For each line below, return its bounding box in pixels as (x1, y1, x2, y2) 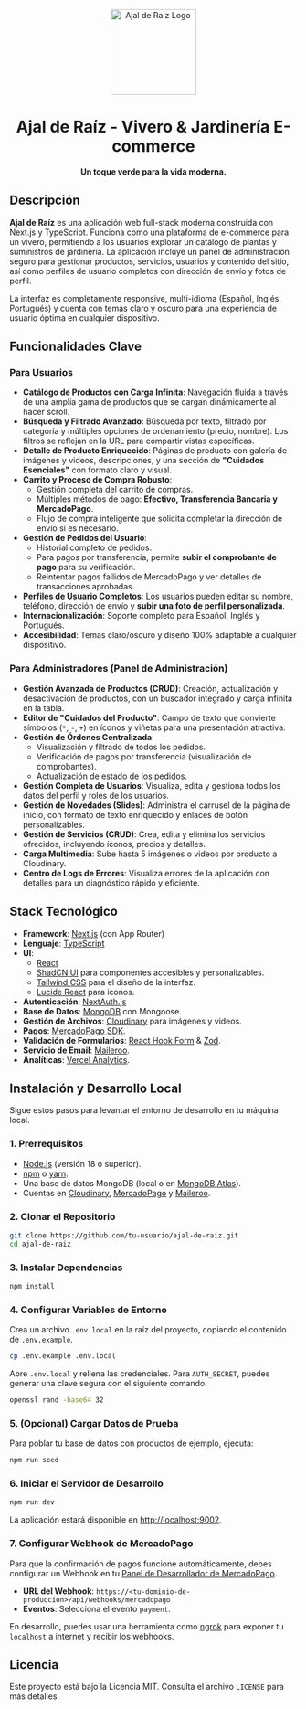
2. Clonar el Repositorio (9, 1210, 116, 1223)
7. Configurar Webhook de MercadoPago (9, 1537, 194, 1550)
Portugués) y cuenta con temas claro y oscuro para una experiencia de (9, 303, 277, 313)
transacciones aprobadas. (36, 581, 135, 592)
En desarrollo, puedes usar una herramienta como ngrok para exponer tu (9, 1620, 284, 1631)
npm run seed (9, 1456, 59, 1465)
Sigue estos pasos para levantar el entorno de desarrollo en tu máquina (9, 1105, 279, 1116)
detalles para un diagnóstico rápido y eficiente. (22, 877, 201, 888)
